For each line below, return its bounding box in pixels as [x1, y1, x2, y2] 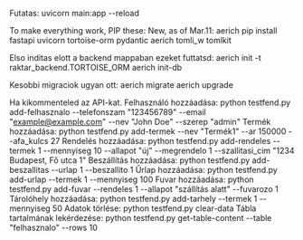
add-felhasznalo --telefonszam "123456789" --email [9, 107, 206, 117]
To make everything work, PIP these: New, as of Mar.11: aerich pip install [9, 25, 278, 35]
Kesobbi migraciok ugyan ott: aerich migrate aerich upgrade [9, 80, 233, 90]
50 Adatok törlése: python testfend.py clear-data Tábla [52, 203, 257, 214]
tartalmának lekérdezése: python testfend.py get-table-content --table [9, 213, 272, 223]
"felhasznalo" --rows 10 [9, 222, 98, 233]
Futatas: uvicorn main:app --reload [9, 8, 140, 18]
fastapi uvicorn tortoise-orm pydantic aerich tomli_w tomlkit [9, 35, 232, 45]
